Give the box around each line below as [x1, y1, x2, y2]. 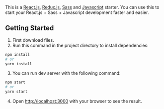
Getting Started [5, 24, 54, 32]
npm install [5, 52, 30, 57]
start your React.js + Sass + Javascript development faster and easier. [5, 9, 149, 15]
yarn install [5, 61, 32, 66]
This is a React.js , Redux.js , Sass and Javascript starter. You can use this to [5, 4, 160, 10]
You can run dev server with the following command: [12, 70, 121, 76]
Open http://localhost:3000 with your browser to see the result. [12, 98, 143, 104]
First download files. [12, 37, 54, 43]
